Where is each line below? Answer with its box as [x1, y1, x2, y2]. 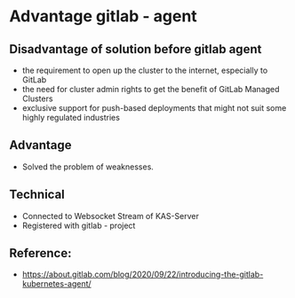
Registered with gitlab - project [21, 220, 136, 231]
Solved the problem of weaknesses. [21, 161, 154, 172]
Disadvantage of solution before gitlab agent [9, 42, 262, 57]
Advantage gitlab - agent [9, 6, 197, 27]
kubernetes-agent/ [21, 278, 92, 289]
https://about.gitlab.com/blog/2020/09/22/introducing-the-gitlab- [21, 269, 264, 280]
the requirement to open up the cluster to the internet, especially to [21, 65, 268, 75]
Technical [9, 187, 65, 202]
